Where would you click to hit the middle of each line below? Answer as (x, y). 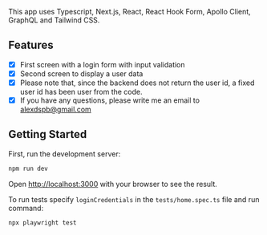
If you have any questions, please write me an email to (110, 100)
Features (31, 45)
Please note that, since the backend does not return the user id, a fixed (137, 83)
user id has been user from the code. (81, 92)
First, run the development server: (65, 154)
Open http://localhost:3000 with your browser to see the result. (113, 184)
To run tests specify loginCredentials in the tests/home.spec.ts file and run (134, 199)
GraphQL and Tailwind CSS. (54, 20)
